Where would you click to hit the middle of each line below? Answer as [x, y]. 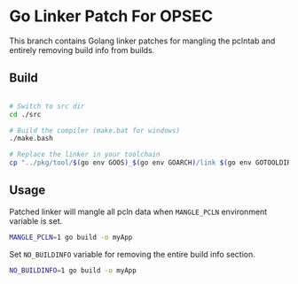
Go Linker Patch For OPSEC [111, 16]
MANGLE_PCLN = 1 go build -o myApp [71, 237]
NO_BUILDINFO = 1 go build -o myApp [73, 270]
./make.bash [31, 139]
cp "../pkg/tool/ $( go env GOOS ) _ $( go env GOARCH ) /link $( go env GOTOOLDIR [150, 163]
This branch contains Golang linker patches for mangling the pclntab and [142, 41]
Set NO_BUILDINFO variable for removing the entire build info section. [132, 254]
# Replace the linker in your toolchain [85, 155]
